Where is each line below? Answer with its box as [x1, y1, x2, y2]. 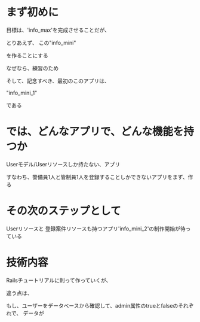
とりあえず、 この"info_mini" [6, 39, 76, 46]
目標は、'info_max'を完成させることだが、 [6, 26, 110, 34]
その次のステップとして [6, 204, 121, 218]
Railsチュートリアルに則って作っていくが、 [6, 277, 112, 284]
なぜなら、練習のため [6, 64, 59, 72]
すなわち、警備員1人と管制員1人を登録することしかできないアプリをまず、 [6, 173, 188, 180]
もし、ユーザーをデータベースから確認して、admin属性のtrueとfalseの [6, 302, 179, 309]
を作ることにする [6, 51, 49, 59]
